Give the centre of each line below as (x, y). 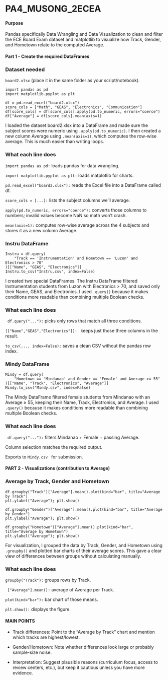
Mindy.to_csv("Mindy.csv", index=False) (48, 388)
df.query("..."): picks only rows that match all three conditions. (74, 321)
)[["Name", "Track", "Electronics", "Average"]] (57, 383)
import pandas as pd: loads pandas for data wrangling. (62, 165)
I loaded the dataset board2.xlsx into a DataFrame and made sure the (77, 125)
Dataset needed (25, 70)
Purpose (14, 23)
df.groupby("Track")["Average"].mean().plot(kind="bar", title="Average (83, 492)
